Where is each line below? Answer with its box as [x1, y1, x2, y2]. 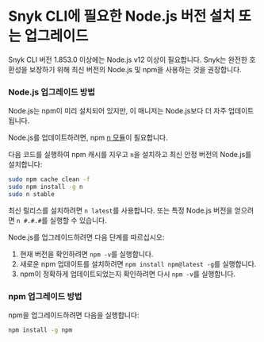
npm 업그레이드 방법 [8, 290, 82, 302]
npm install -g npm [8, 326, 73, 334]
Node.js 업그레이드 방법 [8, 86, 95, 98]
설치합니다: [8, 159, 43, 169]
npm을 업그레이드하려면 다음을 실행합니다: [8, 310, 140, 320]
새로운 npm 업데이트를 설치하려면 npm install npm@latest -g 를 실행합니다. [19, 259, 257, 268]
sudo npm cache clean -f [8, 175, 90, 183]
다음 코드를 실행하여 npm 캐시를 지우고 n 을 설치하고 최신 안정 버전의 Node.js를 [8, 150, 252, 159]
